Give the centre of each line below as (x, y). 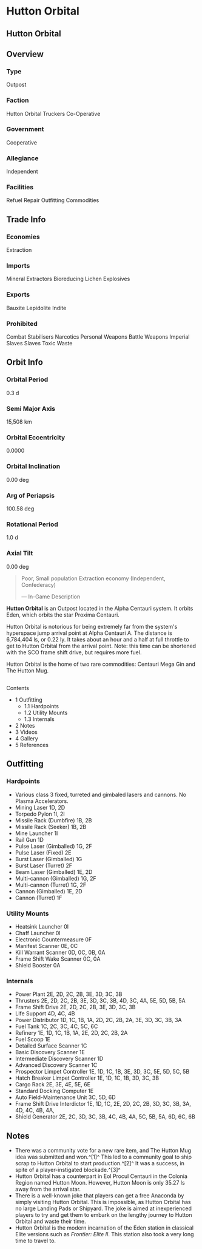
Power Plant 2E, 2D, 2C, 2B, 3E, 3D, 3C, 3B (69, 994)
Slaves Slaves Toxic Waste (39, 344)
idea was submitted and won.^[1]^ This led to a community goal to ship (103, 1157)
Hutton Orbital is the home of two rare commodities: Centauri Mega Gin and (101, 664)
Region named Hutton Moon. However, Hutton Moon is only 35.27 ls (100, 1182)
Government (25, 129)
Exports (18, 294)
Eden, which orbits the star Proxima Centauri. (63, 615)
